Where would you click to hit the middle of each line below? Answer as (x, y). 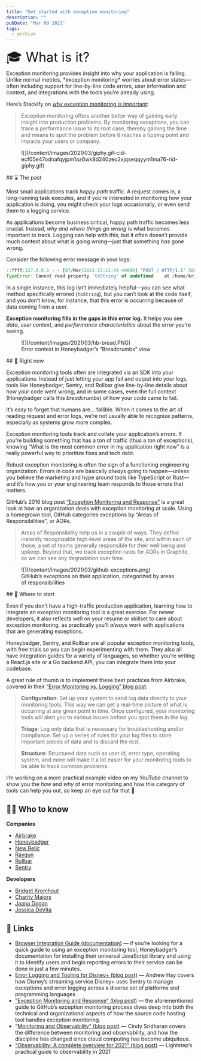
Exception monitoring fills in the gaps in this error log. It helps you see (95, 318)
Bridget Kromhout (37, 890)
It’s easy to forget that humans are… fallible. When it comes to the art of (95, 410)
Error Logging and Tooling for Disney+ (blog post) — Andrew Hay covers (104, 975)
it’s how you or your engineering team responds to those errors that (100, 483)
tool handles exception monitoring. (57, 1020)
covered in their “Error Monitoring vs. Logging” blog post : (77, 686)
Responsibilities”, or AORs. (39, 521)
